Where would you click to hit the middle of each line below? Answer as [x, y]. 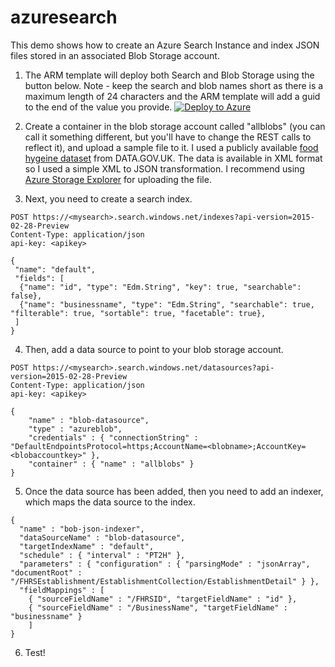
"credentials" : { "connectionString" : [113, 437]
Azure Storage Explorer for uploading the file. [118, 179]
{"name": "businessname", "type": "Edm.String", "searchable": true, [167, 304]
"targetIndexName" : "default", [87, 546]
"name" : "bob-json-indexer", [82, 529]
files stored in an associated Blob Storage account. [115, 55]
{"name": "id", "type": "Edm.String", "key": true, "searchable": [160, 287]
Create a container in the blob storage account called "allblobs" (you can [175, 126]
